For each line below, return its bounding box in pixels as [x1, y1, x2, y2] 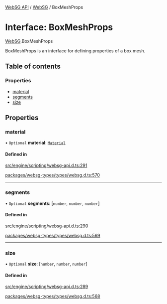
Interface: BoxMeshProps [5, 22, 113, 33]
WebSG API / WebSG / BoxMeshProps [5, 4, 83, 10]
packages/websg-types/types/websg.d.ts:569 [5, 233, 100, 239]
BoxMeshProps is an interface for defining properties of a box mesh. [5, 47, 146, 54]
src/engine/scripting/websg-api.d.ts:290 [5, 223, 88, 229]
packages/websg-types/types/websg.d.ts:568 [5, 293, 100, 299]
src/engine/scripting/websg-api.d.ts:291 [5, 162, 87, 168]
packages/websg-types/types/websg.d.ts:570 [5, 172, 100, 178]
